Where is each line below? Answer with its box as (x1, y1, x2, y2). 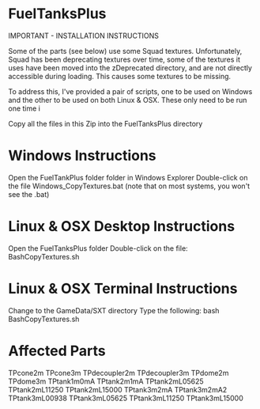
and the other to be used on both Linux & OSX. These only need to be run (8, 95, 247, 104)
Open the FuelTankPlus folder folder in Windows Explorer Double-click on (8, 172, 248, 182)
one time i (8, 104, 41, 113)
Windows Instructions (8, 147, 156, 165)
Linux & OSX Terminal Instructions (8, 280, 238, 297)
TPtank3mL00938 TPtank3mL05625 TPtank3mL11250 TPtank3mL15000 (8, 393, 243, 403)
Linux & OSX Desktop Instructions (8, 218, 236, 236)
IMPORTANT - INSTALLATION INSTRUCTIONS (8, 31, 160, 40)
